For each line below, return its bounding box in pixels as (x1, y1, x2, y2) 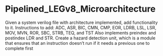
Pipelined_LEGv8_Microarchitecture (5, 3, 156, 15)
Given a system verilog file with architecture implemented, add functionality (5, 19, 158, 25)
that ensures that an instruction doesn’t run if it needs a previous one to (5, 40, 150, 46)
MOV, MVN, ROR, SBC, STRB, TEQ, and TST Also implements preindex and (5, 30, 156, 36)
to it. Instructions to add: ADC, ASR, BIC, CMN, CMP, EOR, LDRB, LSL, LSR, (5, 24, 157, 30)
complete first (5, 45, 33, 51)
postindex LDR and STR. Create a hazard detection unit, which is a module (5, 35, 156, 41)
